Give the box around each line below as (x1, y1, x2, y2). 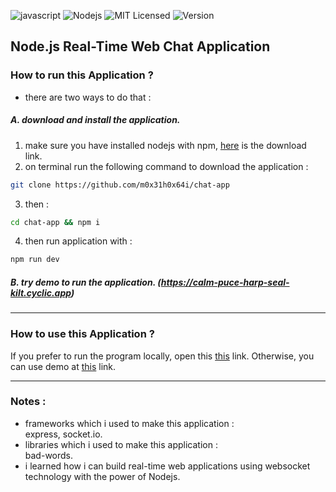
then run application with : (24, 235, 133, 247)
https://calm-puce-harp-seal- (160, 276, 290, 288)
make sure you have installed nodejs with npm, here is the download (24, 139, 307, 151)
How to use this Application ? (10, 327, 155, 341)
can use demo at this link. (10, 360, 117, 372)
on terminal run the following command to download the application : (24, 160, 309, 172)
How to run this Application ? (10, 68, 154, 82)
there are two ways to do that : (24, 91, 152, 103)
